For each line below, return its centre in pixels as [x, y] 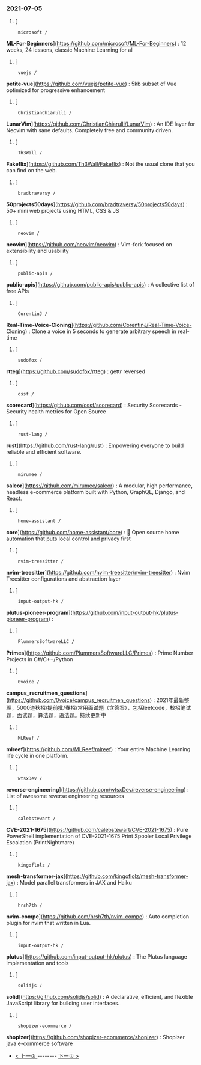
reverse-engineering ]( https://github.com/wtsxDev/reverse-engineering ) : [97, 790]
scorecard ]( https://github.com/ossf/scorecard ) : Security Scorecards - [94, 405]
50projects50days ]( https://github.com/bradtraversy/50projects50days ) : [97, 204]
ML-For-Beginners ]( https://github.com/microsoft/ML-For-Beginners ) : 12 [96, 44]
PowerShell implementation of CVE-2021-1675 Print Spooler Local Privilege [99, 836]
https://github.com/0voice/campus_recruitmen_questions [79, 700]
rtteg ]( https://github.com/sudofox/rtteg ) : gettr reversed [76, 371]
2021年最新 [170, 700]
